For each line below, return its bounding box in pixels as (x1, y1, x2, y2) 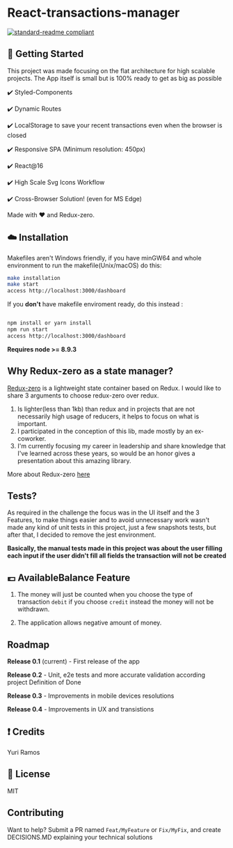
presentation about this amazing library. (17, 456, 131, 464)
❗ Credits (7, 726, 45, 738)
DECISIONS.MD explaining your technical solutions (7, 833, 153, 841)
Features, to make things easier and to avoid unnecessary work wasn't (7, 516, 210, 524)
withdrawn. (17, 605, 50, 613)
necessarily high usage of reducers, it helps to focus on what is (17, 412, 200, 421)
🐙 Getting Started (7, 48, 84, 60)
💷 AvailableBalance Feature (7, 572, 131, 583)
